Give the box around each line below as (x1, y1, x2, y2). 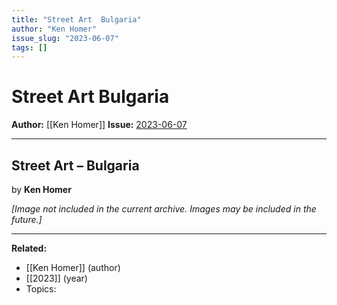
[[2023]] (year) (25, 272, 88, 284)
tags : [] (11, 42, 48, 53)
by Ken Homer (11, 184, 72, 195)
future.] (11, 214, 43, 225)
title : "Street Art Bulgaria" (11, 14, 142, 25)
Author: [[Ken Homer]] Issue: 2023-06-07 (11, 119, 188, 131)
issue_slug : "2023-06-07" (11, 33, 119, 43)
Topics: (25, 283, 57, 295)
